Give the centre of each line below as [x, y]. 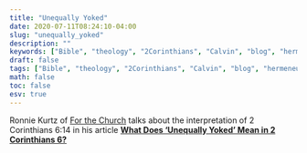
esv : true [28, 94]
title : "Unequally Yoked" [58, 18]
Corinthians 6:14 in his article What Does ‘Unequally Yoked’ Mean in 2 [143, 129]
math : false [32, 77]
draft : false [34, 60]
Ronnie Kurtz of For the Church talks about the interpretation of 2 [132, 120]
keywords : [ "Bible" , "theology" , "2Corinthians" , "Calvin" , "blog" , [143, 52]
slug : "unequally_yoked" [57, 35]
